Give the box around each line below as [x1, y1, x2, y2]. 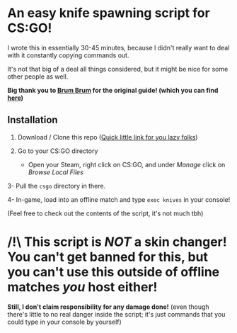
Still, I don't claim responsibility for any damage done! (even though [7, 303, 210, 311]
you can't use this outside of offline [7, 264, 220, 280]
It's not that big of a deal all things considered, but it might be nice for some [7, 64, 229, 73]
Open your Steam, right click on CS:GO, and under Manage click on [28, 160, 226, 169]
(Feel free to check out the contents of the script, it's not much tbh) [7, 209, 204, 218]
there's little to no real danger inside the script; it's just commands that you [7, 310, 226, 318]
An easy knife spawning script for [7, 5, 210, 21]
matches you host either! [7, 278, 158, 295]
